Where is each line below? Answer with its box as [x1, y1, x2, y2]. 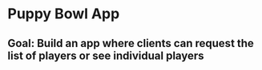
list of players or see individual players [7, 49, 204, 62]
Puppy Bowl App [7, 5, 120, 23]
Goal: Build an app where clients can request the [7, 37, 254, 50]
